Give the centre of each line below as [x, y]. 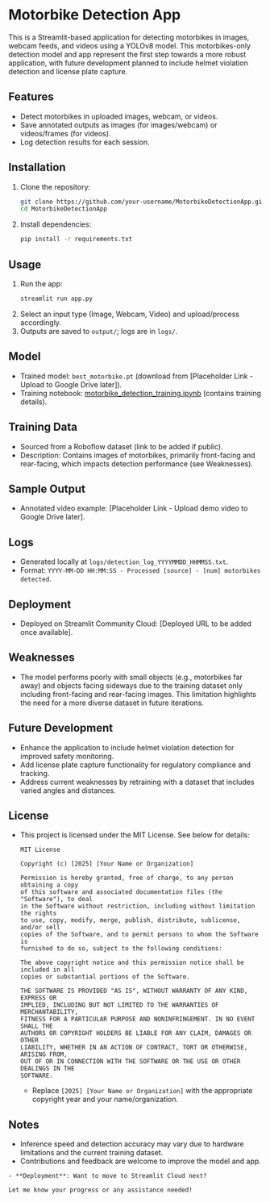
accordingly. [41, 322]
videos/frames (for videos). [65, 133]
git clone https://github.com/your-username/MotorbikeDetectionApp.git [143, 202]
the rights [38, 913]
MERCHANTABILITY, [49, 1012]
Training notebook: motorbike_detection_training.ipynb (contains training [141, 393]
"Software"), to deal [56, 899]
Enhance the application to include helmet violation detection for [127, 747]
